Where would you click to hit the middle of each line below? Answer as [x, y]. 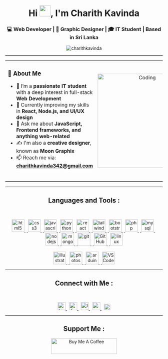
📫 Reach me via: [36, 158]
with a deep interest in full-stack [54, 92]
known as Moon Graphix [45, 151]
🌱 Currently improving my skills [52, 105]
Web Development [39, 99]
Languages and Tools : [84, 200]
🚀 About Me [24, 73]
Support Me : [84, 329]
